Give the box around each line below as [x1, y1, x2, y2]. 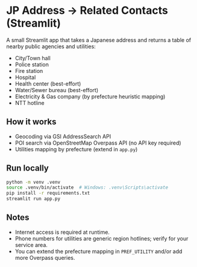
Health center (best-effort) [14, 80, 81, 87]
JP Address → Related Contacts [6, 4, 169, 17]
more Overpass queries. [14, 254, 75, 261]
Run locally [6, 163, 49, 174]
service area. [14, 241, 48, 248]
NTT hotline [14, 99, 45, 106]
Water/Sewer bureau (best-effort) [14, 86, 99, 93]
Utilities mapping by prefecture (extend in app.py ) [14, 145, 138, 152]
